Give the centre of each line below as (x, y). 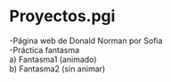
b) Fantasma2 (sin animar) (57, 69)
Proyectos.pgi (62, 16)
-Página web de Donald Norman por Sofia (86, 41)
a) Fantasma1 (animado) (53, 59)
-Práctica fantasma (45, 49)
